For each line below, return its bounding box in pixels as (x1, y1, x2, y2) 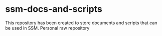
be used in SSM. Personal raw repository (5, 25, 90, 31)
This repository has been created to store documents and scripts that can (5, 20, 157, 26)
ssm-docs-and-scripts (5, 3, 103, 15)
